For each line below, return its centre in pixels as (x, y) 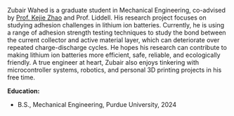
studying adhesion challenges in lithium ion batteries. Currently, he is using (116, 25)
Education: (24, 91)
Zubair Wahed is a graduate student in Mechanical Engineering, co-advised (117, 10)
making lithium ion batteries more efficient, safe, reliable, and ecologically (114, 55)
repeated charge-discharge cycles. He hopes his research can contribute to (117, 47)
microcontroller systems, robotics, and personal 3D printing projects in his (115, 70)
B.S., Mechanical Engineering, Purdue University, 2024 (97, 104)
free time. (21, 77)
